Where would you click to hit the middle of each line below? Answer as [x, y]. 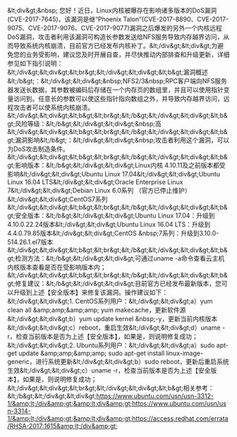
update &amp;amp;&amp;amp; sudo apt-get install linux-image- [111, 353]
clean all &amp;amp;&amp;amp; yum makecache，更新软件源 [97, 310]
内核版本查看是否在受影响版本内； [57, 267]
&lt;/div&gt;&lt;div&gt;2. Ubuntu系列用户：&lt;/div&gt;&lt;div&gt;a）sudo [111, 345]
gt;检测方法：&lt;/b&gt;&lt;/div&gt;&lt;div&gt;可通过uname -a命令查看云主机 [116, 258]
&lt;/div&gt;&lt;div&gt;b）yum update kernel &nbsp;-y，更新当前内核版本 [113, 319]
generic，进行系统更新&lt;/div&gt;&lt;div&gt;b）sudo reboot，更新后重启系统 [118, 361]
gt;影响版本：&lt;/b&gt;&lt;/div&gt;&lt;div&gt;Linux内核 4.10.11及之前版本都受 [116, 165]
